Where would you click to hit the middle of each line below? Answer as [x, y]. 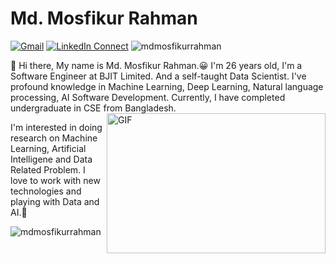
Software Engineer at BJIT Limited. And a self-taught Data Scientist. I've [158, 76]
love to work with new [55, 180]
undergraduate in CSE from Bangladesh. [93, 108]
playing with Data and [55, 201]
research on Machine [54, 138]
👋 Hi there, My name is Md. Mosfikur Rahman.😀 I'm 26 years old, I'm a [156, 65]
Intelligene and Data [51, 159]
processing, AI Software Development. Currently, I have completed [148, 97]
